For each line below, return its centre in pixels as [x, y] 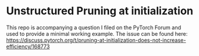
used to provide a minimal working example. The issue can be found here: [97, 33]
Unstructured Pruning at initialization [100, 11]
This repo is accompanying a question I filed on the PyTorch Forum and [94, 27]
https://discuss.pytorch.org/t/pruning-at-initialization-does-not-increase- [96, 40]
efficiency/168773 [28, 46]
